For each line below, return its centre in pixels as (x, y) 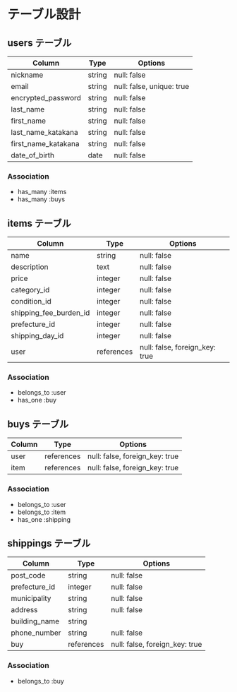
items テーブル (39, 223)
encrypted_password (46, 98)
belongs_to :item (42, 512)
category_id (30, 290)
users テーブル (39, 43)
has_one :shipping (44, 519)
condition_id (31, 302)
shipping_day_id (37, 336)
